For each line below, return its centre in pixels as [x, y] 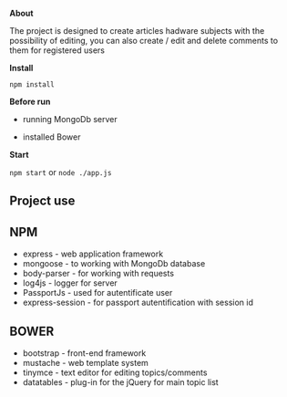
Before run [30, 101]
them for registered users [57, 50]
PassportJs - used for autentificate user [97, 293]
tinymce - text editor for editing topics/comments [115, 372]
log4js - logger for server [70, 283]
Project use [42, 201]
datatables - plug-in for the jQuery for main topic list [120, 382]
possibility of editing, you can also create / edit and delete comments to [144, 41]
